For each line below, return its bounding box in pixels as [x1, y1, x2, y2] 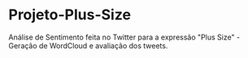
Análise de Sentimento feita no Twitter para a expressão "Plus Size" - [8, 32, 241, 42]
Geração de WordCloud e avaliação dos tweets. [8, 40, 168, 50]
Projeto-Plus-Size [8, 6, 132, 24]
